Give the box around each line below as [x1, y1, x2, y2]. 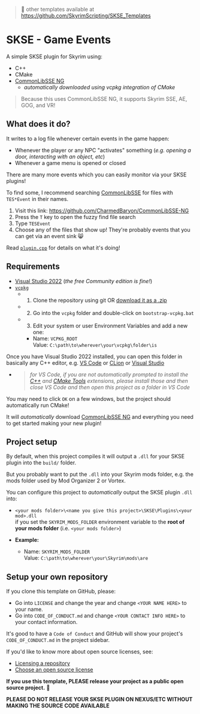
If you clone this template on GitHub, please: [6, 588, 116, 595]
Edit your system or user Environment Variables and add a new [32, 322, 188, 329]
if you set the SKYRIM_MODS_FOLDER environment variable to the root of [14, 518, 185, 526]
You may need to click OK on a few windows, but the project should [6, 395, 171, 402]
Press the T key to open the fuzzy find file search [14, 213, 136, 220]
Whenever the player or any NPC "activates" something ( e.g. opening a [14, 146, 192, 154]
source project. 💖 [6, 684, 50, 691]
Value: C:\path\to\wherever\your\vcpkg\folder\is [32, 341, 157, 348]
